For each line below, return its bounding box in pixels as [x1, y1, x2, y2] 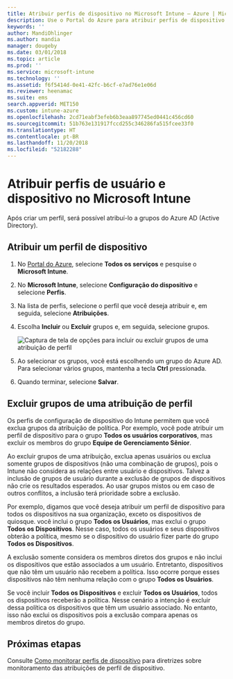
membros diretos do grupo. [7, 618, 85, 626]
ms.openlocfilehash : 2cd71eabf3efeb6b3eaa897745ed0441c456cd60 [7, 113, 194, 120]
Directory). [7, 221, 38, 230]
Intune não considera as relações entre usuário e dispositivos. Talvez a [7, 467, 210, 475]
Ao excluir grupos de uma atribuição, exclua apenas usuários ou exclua [7, 452, 212, 460]
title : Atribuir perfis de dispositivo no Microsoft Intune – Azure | [7, 10, 216, 17]
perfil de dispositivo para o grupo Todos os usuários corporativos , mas [7, 431, 213, 439]
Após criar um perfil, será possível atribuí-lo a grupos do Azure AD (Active [7, 214, 220, 222]
